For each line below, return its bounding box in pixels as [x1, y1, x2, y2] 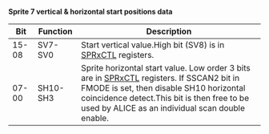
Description [146, 26, 192, 37]
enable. [81, 112, 110, 124]
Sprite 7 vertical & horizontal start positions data [8, 7, 173, 16]
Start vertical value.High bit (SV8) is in [81, 39, 225, 51]
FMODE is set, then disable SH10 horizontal [81, 83, 246, 93]
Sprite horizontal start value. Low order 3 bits [81, 63, 251, 73]
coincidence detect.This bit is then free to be [81, 92, 250, 104]
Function [38, 26, 73, 37]
